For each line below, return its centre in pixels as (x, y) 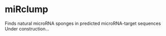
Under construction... (27, 28)
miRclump (26, 9)
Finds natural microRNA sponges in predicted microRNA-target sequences (83, 23)
